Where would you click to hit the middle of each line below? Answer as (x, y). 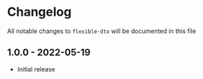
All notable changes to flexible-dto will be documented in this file (102, 31)
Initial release (36, 69)
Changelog (39, 12)
